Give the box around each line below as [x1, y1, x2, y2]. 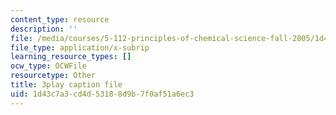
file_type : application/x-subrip [10, 42, 150, 53]
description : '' [10, 24, 78, 34]
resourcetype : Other [10, 71, 97, 81]
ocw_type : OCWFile [10, 61, 87, 71]
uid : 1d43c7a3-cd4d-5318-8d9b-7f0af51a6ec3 [10, 89, 195, 99]
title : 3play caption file [10, 80, 123, 90]
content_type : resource [10, 14, 110, 25]
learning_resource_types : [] [10, 52, 132, 62]
